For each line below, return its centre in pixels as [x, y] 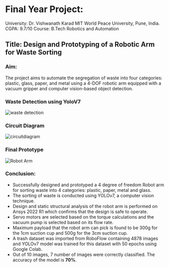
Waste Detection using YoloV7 [43, 101]
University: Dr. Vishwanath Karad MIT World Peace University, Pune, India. [82, 23]
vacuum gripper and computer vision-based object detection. [69, 88]
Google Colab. [27, 249]
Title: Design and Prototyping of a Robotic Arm [80, 45]
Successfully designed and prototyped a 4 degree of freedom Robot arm [88, 185]
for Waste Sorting [34, 52]
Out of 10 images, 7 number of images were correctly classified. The [84, 254]
